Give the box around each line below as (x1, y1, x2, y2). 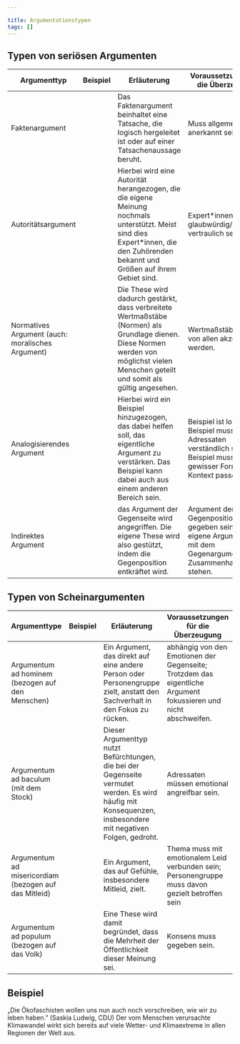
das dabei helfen (117, 421, 174, 431)
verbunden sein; (166, 862, 221, 872)
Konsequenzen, (103, 805, 156, 815)
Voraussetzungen (166, 612, 229, 622)
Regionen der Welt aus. (7, 1028, 76, 1037)
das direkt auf (103, 651, 150, 661)
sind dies (117, 229, 149, 239)
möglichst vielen (117, 356, 173, 366)
